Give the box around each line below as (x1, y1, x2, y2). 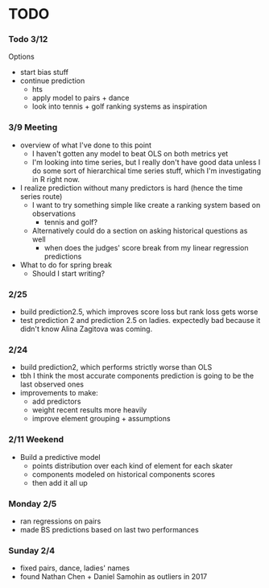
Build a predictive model (19, 452, 101, 462)
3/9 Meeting (8, 122, 58, 133)
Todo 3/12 (8, 34, 48, 45)
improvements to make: (19, 388, 98, 398)
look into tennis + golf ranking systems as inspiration (31, 101, 208, 111)
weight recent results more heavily (31, 405, 147, 415)
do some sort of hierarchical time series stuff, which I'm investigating (31, 166, 262, 176)
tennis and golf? (43, 217, 98, 226)
